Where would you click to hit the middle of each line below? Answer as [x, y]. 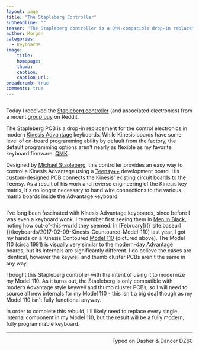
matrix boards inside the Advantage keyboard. [63, 196]
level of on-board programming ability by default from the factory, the [91, 141]
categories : [21, 39]
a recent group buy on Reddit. [43, 116]
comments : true [25, 89]
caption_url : [33, 77]
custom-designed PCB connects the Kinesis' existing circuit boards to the [96, 177]
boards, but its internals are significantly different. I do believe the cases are [99, 250]
